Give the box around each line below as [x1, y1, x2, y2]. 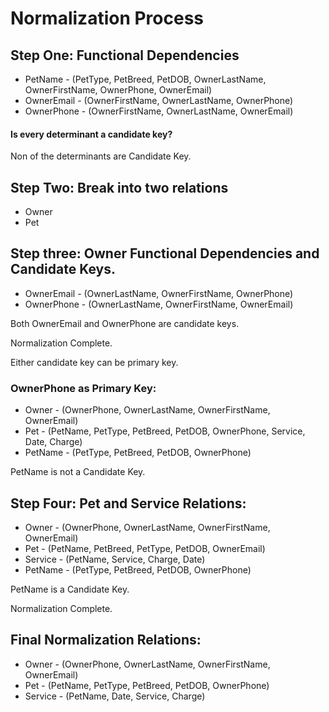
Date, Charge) [24, 436, 83, 448]
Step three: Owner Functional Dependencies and [10, 245, 320, 262]
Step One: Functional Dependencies [10, 47, 240, 64]
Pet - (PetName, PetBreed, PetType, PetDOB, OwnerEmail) [24, 542, 266, 554]
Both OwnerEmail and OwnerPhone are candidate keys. [10, 317, 240, 329]
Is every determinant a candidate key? [10, 128, 173, 140]
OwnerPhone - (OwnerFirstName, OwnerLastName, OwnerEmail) [24, 105, 294, 117]
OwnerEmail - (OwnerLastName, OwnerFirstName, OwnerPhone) [24, 287, 294, 299]
